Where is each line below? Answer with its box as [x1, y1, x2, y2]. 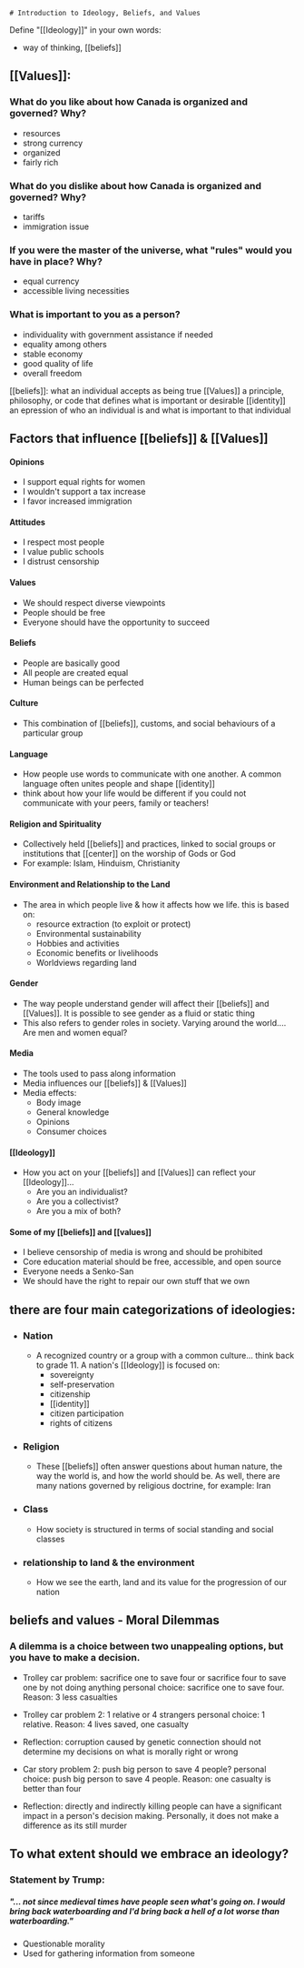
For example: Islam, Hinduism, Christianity [22, 858, 181, 869]
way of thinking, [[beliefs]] [22, 42, 123, 53]
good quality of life [22, 357, 93, 368]
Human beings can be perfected [22, 677, 144, 688]
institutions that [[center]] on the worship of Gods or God [22, 848, 236, 859]
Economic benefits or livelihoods [35, 947, 159, 959]
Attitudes [9, 517, 45, 527]
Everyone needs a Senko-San [22, 1266, 134, 1277]
